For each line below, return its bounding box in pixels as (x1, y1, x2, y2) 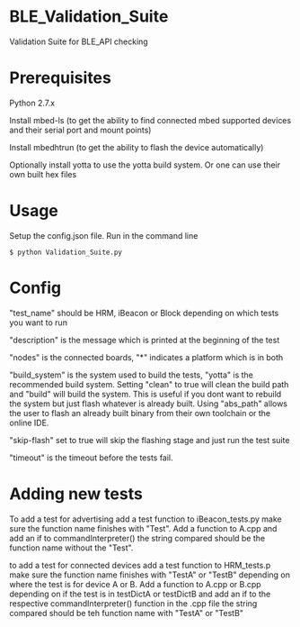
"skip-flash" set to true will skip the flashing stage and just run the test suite (9, 434, 290, 445)
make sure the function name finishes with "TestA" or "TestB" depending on (9, 569, 290, 580)
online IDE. (9, 417, 49, 428)
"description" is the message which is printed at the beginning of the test (9, 334, 280, 345)
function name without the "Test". (9, 542, 134, 553)
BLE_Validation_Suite (9, 6, 169, 27)
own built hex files (9, 168, 77, 179)
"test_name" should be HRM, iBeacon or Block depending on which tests (9, 307, 279, 318)
